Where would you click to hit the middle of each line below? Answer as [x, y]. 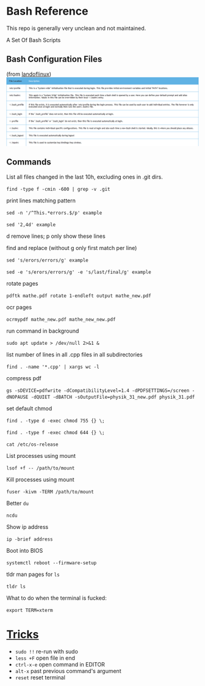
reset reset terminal [40, 677]
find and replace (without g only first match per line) [72, 248]
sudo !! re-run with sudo [46, 651]
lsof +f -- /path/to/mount [41, 468]
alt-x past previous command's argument [68, 671]
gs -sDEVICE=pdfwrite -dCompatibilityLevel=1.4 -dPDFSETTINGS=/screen [98, 390]
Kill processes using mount [40, 479]
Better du [18, 503]
